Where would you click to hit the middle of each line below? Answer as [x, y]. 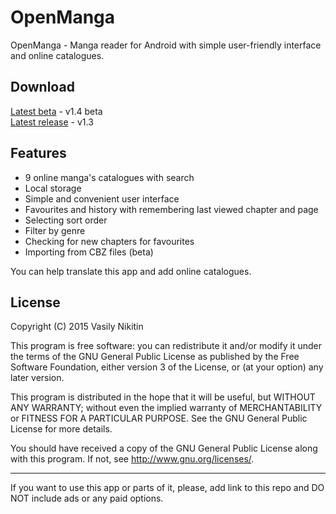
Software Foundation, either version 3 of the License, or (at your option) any [167, 367]
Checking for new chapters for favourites [109, 241]
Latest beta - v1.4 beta [56, 111]
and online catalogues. [57, 55]
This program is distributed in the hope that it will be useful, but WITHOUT [163, 397]
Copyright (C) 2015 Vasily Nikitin [77, 327]
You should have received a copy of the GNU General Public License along [164, 448]
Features [38, 153]
